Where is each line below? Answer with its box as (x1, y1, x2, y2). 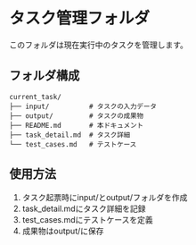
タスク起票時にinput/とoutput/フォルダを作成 (21, 191, 188, 202)
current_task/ (9, 92, 62, 101)
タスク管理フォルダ (9, 8, 151, 29)
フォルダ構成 (9, 68, 80, 83)
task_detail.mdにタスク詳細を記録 (21, 203, 146, 214)
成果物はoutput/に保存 (21, 225, 104, 236)
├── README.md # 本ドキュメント (9, 121, 144, 130)
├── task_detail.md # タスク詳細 (9, 131, 131, 139)
